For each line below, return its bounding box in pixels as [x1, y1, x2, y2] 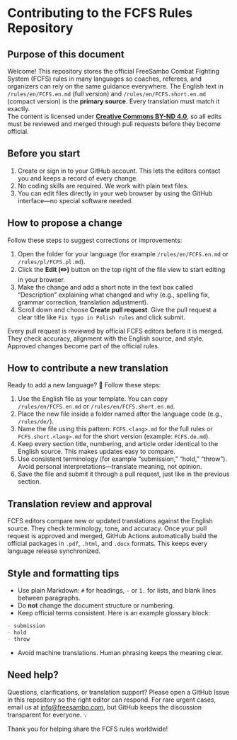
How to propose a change [7, 217, 122, 229]
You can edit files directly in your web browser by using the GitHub [17, 189, 213, 198]
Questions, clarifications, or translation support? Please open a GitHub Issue [7, 688, 230, 696]
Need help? [7, 669, 59, 681]
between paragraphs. [17, 593, 81, 603]
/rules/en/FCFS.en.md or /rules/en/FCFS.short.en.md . [17, 402, 175, 411]
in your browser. [17, 275, 66, 284]
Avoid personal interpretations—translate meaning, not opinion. [17, 462, 202, 471]
